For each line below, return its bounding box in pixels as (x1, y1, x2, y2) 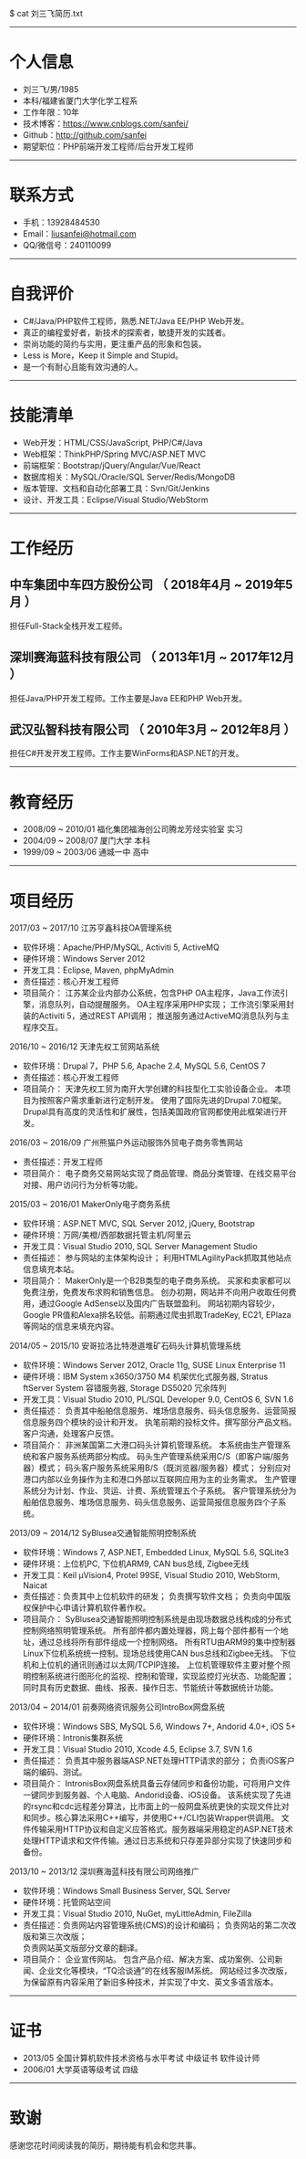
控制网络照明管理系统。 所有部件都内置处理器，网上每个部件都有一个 (22, 1625, 280, 1637)
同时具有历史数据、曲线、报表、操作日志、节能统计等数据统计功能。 (22, 1682, 279, 1693)
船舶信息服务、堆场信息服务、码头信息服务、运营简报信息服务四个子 (22, 1497, 279, 1508)
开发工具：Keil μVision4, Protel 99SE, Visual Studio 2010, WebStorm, (22, 1570, 280, 1581)
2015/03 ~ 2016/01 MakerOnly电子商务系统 (9, 1199, 170, 1210)
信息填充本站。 (22, 1264, 79, 1275)
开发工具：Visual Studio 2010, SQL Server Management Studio (22, 1241, 258, 1252)
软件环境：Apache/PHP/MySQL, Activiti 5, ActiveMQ (22, 942, 220, 953)
